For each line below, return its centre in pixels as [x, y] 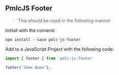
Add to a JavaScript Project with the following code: [60, 49]
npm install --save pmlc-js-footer [43, 40]
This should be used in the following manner [64, 20]
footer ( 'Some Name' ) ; [28, 67]
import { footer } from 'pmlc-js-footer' [50, 58]
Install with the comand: [30, 30]
